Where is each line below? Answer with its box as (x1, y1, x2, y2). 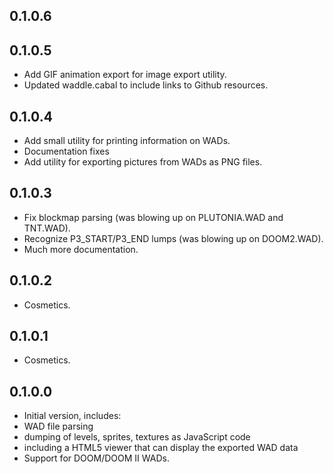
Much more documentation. (23, 243, 139, 255)
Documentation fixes (23, 145, 110, 158)
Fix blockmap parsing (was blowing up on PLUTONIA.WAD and (23, 211, 284, 223)
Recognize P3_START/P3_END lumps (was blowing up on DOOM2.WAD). (23, 232, 324, 244)
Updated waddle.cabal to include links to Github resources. (23, 79, 269, 91)
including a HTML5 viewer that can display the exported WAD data (23, 442, 299, 454)
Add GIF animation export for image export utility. (23, 69, 227, 81)
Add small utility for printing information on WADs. (23, 135, 231, 147)
